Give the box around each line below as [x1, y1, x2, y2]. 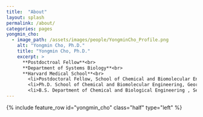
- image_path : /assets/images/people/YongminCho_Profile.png [11, 37, 169, 43]
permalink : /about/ [6, 20, 56, 26]
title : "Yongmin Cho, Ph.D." [17, 48, 91, 54]
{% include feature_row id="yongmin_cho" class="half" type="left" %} [6, 104, 182, 111]
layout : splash [6, 14, 45, 21]
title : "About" [6, 8, 47, 15]
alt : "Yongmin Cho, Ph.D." [17, 43, 85, 49]
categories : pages [6, 25, 53, 32]
